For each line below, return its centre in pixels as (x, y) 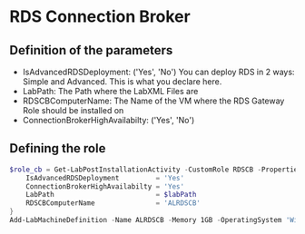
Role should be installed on (73, 110)
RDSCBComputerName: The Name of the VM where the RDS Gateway (153, 101)
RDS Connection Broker (100, 17)
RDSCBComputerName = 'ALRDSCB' (113, 203)
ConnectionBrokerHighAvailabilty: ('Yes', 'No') (108, 120)
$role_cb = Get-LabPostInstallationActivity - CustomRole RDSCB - (135, 170)
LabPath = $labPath (111, 195)
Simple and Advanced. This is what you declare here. (122, 82)
